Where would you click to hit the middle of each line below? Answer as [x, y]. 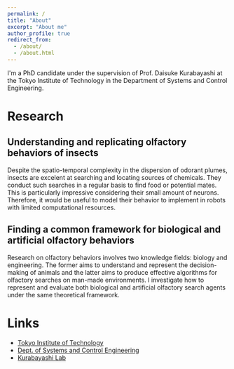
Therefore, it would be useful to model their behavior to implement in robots [117, 200]
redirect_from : [29, 40]
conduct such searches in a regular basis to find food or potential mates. [112, 185]
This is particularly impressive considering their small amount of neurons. [113, 192]
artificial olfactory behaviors [71, 241]
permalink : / [26, 14]
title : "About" [29, 20]
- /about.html [34, 53]
